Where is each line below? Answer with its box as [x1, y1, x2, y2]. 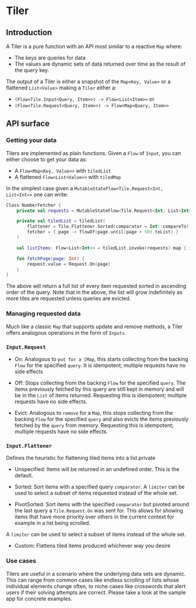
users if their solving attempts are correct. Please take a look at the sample [6, 589, 186, 596]
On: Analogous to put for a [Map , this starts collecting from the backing [14, 355, 188, 362]
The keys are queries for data [14, 54, 86, 61]
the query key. [14, 67, 50, 74]
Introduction [6, 28, 52, 37]
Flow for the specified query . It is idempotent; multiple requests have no [14, 362, 186, 369]
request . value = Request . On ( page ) [27, 261, 111, 267]
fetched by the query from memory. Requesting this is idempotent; [14, 421, 174, 428]
